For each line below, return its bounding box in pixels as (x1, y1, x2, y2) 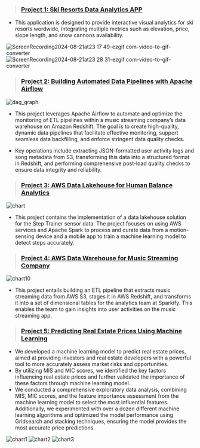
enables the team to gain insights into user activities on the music (14, 306, 176, 313)
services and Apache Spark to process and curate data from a (14, 226, 168, 233)
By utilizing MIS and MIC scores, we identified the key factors (14, 367, 166, 374)
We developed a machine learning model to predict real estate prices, (14, 348, 186, 355)
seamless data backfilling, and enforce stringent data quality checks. (14, 135, 185, 142)
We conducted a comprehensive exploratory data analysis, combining (14, 386, 187, 394)
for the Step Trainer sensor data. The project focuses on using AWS (14, 220, 182, 227)
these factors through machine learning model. (14, 380, 131, 387)
